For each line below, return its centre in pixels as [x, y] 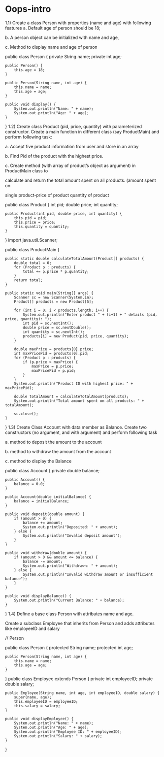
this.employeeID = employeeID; [46, 701]
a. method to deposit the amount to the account [53, 442]
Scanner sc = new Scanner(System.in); [54, 297]
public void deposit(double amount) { [45, 514]
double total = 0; [33, 263]
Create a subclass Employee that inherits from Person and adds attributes [80, 623]
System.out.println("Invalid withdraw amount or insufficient [88, 574]
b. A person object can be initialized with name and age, [62, 37]
